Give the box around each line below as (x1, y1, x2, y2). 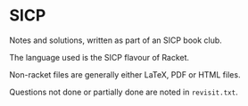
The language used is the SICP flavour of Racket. (9, 52, 190, 62)
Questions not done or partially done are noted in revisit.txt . (9, 86, 238, 97)
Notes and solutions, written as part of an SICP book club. (9, 35, 223, 45)
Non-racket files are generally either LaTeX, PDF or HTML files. (9, 69, 241, 80)
